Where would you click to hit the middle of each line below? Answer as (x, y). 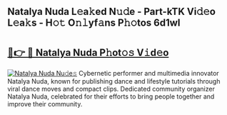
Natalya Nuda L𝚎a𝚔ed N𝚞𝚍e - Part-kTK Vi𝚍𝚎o (112, 12)
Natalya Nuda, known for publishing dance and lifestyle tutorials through (114, 81)
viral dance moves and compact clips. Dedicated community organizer (111, 89)
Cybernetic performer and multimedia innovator (148, 73)
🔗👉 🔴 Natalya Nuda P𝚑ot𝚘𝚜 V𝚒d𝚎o (88, 52)
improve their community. (45, 104)
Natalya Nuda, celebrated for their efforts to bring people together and (111, 96)
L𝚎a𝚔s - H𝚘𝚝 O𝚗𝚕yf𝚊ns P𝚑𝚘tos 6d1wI (94, 23)
